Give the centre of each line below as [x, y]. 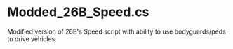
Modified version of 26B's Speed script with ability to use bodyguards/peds [116, 31]
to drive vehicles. [32, 38]
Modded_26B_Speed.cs [78, 12]
